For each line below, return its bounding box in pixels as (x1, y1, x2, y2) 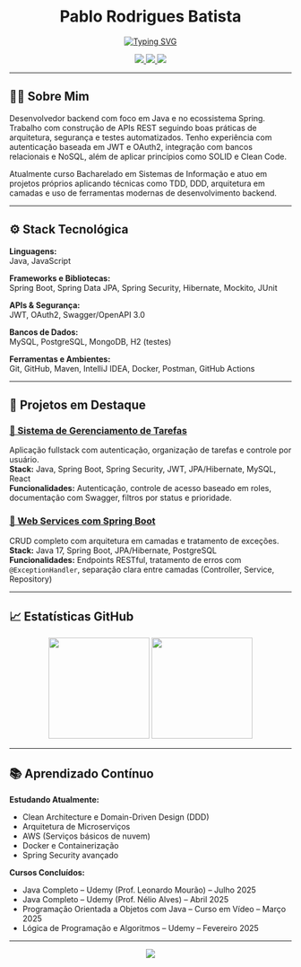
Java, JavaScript (9, 255, 72, 266)
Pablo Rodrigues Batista (59, 6, 242, 27)
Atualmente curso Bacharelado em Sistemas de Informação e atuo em (9, 168, 268, 179)
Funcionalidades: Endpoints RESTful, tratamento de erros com (9, 554, 242, 565)
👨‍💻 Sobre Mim (9, 89, 90, 104)
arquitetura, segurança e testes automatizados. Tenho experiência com (9, 132, 272, 143)
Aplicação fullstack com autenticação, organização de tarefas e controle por (9, 444, 292, 455)
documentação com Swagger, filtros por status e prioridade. (9, 492, 233, 504)
